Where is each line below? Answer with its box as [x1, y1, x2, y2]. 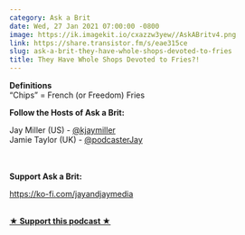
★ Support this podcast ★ [9, 216, 111, 226]
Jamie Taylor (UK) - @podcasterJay [9, 135, 143, 145]
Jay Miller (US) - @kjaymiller [9, 125, 116, 136]
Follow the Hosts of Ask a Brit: [9, 108, 125, 117]
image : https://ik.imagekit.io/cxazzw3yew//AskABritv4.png [9, 30, 237, 39]
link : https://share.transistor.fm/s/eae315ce [9, 38, 188, 48]
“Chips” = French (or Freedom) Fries [9, 89, 146, 100]
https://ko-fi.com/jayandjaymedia [9, 189, 134, 199]
